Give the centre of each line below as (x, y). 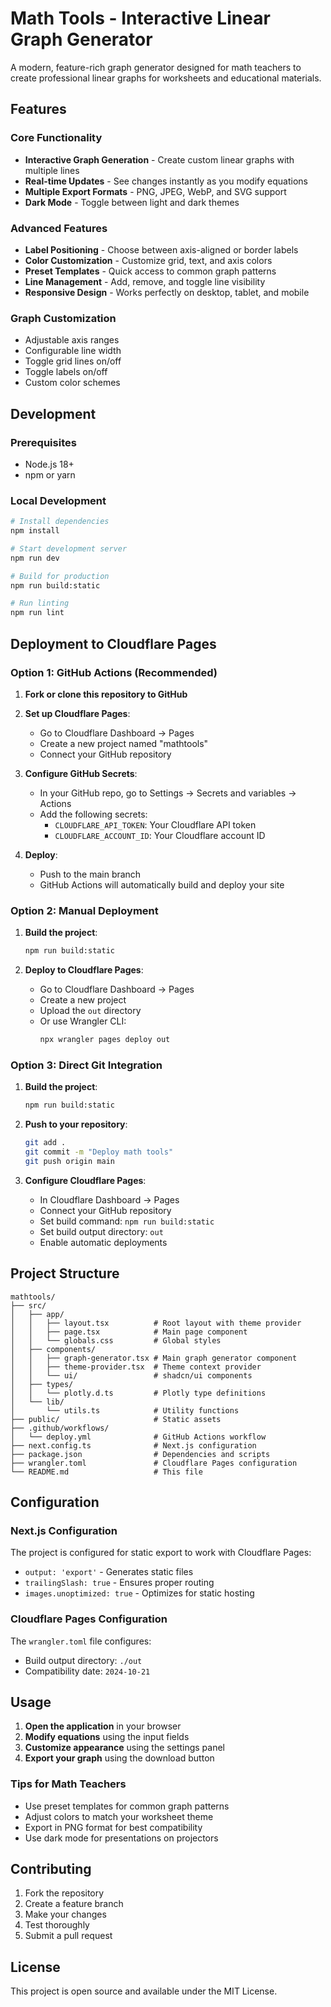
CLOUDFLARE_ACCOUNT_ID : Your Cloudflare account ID (160, 835)
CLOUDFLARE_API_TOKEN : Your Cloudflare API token (155, 824)
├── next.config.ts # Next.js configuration (133, 1445)
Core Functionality (56, 138)
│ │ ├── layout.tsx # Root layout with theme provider (156, 1323)
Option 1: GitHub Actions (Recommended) (114, 672)
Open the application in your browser (103, 1726)
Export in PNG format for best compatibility (113, 1827)
